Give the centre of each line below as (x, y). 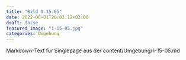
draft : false (22, 23)
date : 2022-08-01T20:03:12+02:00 (47, 17)
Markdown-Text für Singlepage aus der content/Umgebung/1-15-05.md (93, 50)
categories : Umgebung (33, 34)
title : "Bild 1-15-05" (34, 12)
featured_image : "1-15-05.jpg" (45, 28)
